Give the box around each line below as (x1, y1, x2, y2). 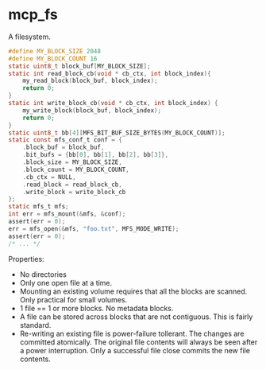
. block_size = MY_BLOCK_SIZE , (22, 158, 123, 166)
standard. (19, 320, 52, 329)
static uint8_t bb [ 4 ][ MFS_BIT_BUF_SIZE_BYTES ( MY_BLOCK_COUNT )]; (8, 129, 226, 137)
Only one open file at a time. (19, 278, 113, 287)
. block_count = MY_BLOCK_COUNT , (22, 166, 129, 173)
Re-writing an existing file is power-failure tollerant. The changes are (19, 329, 245, 338)
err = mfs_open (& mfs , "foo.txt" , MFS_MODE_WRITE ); (8, 224, 179, 232)
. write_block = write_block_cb (22, 188, 126, 196)
